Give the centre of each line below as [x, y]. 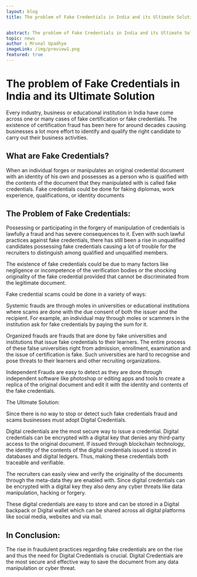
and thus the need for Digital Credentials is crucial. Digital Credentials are [95, 556]
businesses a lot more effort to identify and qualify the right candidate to [94, 131]
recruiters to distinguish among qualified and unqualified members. [87, 253]
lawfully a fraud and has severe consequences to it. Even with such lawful [96, 234]
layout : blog [22, 11]
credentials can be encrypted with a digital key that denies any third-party [96, 438]
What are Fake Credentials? [58, 156]
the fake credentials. [31, 391]
